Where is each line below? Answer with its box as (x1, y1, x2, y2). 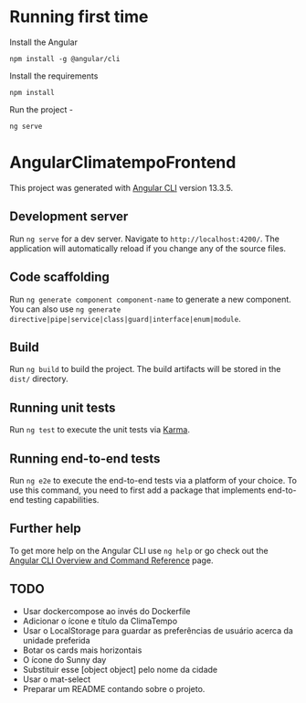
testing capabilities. (26, 494, 100, 505)
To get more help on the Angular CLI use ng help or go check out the (9, 545, 269, 556)
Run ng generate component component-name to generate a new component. (9, 293, 292, 304)
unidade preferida (22, 634, 90, 645)
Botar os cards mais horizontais (22, 644, 142, 655)
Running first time (9, 6, 149, 27)
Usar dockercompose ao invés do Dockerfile (22, 605, 191, 616)
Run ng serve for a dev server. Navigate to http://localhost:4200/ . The (9, 233, 280, 244)
